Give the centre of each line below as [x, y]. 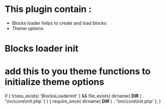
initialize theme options [54, 82]
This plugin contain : [48, 9]
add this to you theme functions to [78, 71]
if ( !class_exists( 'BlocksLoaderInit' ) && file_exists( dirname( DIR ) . [74, 96]
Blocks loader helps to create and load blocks [59, 23]
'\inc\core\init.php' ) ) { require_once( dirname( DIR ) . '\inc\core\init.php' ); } [83, 101]
